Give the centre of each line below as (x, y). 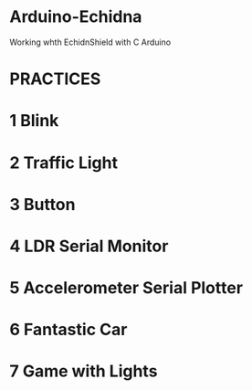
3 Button (42, 204)
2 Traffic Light (64, 163)
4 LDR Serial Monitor (89, 246)
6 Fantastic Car (68, 330)
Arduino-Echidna (76, 17)
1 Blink (34, 121)
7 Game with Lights (84, 371)
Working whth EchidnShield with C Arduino (90, 42)
